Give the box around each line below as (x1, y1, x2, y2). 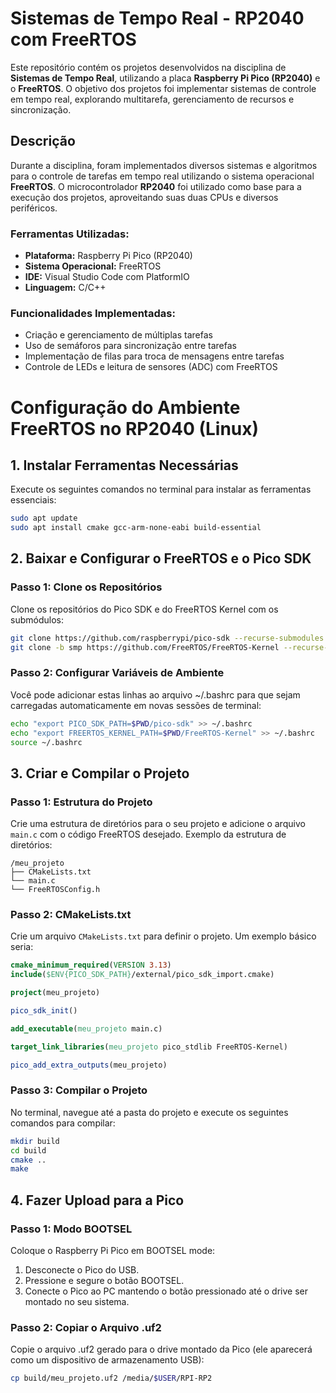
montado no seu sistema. (24, 1296, 130, 1308)
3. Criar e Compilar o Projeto (10, 765, 190, 782)
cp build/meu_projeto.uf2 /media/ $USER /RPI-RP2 (10, 1373, 213, 1384)
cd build (10, 1145, 47, 1156)
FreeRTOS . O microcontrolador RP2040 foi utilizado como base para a (10, 180, 302, 192)
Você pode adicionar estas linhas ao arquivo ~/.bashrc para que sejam (10, 688, 301, 701)
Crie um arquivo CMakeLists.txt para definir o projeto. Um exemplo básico (10, 930, 317, 942)
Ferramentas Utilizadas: (10, 227, 130, 241)
